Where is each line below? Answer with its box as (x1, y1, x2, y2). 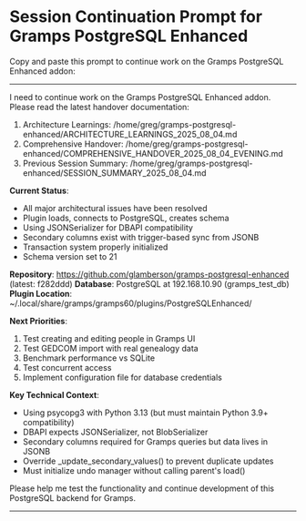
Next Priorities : (9, 315, 68, 326)
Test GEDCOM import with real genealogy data (22, 342, 199, 353)
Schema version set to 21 (22, 250, 117, 261)
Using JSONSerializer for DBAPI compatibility (22, 221, 194, 233)
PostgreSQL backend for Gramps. (9, 492, 137, 503)
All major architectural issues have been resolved (22, 202, 208, 213)
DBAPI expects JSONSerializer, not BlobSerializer (22, 426, 209, 437)
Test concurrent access (22, 362, 112, 373)
